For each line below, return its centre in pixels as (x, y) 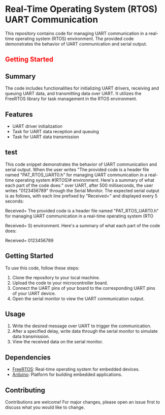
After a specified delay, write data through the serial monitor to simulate (85, 331)
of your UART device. (34, 293)
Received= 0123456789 (29, 240)
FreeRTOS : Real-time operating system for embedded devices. (76, 369)
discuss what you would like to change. (45, 408)
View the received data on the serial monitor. (58, 342)
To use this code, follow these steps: (42, 268)
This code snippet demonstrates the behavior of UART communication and (81, 164)
